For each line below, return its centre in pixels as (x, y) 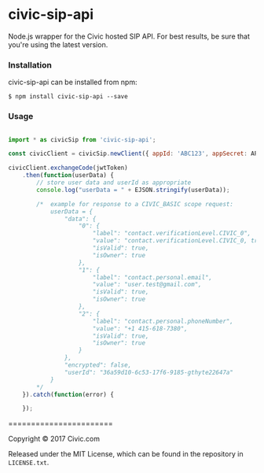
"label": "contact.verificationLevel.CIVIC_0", (172, 234)
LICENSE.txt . (29, 463)
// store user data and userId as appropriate (114, 183)
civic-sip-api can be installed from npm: (73, 82)
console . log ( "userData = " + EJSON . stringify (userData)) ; (133, 190)
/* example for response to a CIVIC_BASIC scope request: (135, 204)
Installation (30, 65)
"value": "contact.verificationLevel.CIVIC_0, (170, 241)
